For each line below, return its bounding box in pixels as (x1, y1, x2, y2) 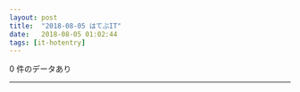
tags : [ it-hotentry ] (9, 38, 87, 47)
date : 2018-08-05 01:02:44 (9, 29, 118, 38)
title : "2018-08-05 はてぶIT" (9, 21, 122, 30)
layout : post (9, 13, 58, 22)
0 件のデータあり (9, 63, 71, 74)
